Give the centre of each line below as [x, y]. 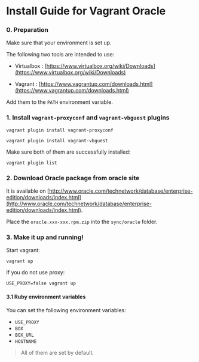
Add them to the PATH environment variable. [60, 102]
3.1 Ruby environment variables [46, 297]
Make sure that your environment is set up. [59, 43]
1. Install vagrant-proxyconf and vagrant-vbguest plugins [88, 118]
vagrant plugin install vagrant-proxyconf [60, 130]
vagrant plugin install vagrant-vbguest [57, 140]
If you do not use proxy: [36, 273]
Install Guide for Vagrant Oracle [86, 11]
